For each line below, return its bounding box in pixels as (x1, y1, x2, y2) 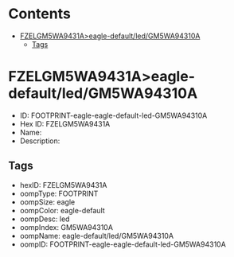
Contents (8, 5, 72, 23)
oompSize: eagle (19, 197, 76, 207)
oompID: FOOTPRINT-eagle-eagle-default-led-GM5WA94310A (19, 239, 227, 249)
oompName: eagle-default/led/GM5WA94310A (19, 231, 174, 240)
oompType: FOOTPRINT (19, 189, 99, 198)
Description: (19, 136, 60, 146)
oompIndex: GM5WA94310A (19, 222, 114, 232)
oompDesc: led (19, 214, 70, 224)
